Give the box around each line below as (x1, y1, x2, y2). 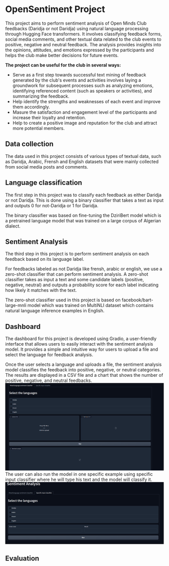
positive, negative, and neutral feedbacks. (5, 377, 92, 383)
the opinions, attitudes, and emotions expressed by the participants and (5, 47, 154, 53)
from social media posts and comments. (5, 164, 89, 170)
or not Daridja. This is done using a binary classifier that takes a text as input (5, 197, 164, 203)
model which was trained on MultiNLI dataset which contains (27, 302, 154, 308)
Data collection (5, 140, 54, 148)
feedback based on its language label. (5, 256, 84, 262)
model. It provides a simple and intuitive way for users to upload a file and (5, 346, 158, 353)
